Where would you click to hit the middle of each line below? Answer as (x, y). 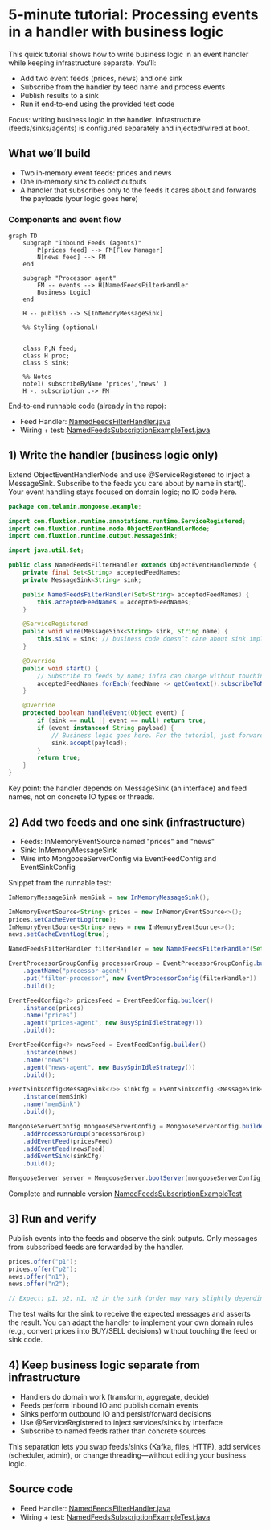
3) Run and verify (52, 1219)
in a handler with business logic (116, 32)
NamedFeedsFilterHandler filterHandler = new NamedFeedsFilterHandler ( (131, 949)
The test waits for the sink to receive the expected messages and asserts (129, 1314)
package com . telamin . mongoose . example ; (75, 506)
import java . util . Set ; (46, 551)
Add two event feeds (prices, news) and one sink (101, 78)
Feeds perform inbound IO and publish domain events (109, 1405)
